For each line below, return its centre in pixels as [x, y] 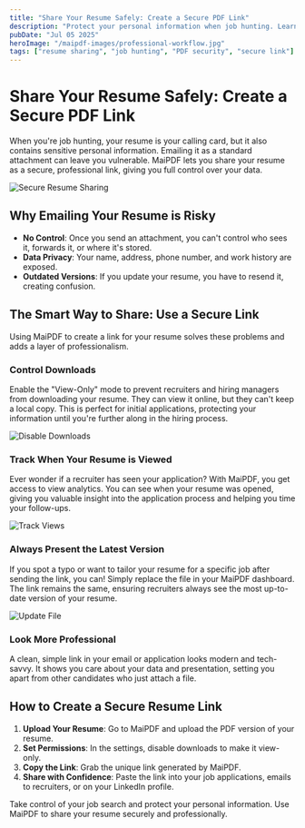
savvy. [22, 668]
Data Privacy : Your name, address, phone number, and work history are [157, 257]
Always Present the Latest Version [87, 549]
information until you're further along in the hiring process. [119, 418]
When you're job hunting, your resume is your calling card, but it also [138, 141]
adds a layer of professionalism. [69, 346]
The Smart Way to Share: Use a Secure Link [135, 315]
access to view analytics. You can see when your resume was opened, [142, 489]
